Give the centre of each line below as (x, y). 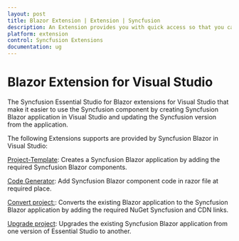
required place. (30, 188)
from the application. (38, 124)
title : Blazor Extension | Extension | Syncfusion (84, 21)
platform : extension (38, 34)
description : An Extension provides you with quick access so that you (116, 27)
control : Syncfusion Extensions (55, 41)
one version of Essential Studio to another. (69, 231)
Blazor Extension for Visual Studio (110, 82)
